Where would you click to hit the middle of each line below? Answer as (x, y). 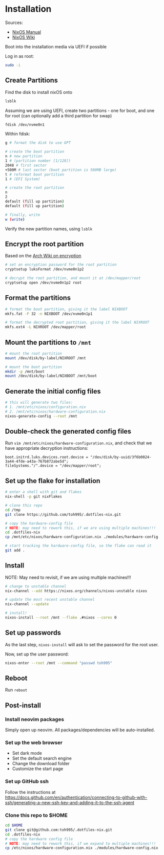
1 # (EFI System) (23, 179)
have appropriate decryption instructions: (47, 448)
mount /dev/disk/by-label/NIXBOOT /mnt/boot (51, 376)
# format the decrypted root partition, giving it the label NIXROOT (77, 323)
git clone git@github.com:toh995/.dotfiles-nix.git (59, 830)
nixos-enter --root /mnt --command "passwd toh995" (59, 663)
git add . (15, 550)
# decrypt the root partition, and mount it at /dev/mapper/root (73, 278)
